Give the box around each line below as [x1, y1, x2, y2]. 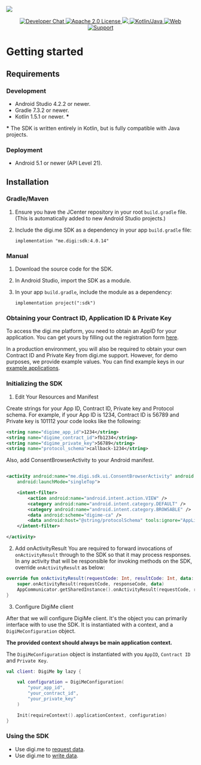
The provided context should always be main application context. [6, 639, 172, 646]
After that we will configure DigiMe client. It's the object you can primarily [6, 614, 187, 622]
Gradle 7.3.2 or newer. [14, 107, 69, 114]
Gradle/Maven [6, 195, 49, 203]
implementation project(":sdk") [14, 300, 96, 306]
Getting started [6, 45, 84, 59]
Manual [6, 251, 29, 260]
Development [6, 87, 47, 95]
